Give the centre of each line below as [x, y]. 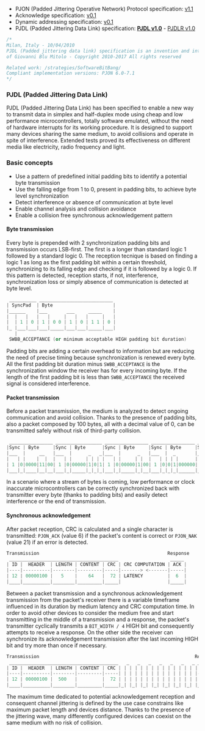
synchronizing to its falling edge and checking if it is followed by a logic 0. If [102, 269]
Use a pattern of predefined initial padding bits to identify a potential [101, 176]
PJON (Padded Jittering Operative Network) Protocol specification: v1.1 [104, 9]
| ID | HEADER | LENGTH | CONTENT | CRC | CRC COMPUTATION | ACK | [97, 565]
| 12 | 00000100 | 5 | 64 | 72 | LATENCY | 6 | [97, 576]
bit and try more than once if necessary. [57, 645]
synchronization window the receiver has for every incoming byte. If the [97, 370]
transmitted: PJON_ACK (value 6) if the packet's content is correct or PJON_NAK [102, 535]
